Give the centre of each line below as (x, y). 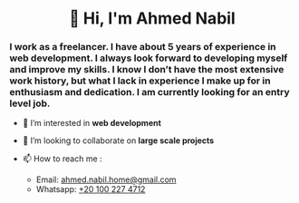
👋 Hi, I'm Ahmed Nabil (152, 19)
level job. (30, 103)
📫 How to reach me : (62, 159)
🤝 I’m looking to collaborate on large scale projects (118, 140)
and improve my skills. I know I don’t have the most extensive (147, 70)
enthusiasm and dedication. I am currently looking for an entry (149, 92)
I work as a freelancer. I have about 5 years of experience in (143, 47)
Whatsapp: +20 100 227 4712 (91, 189)
